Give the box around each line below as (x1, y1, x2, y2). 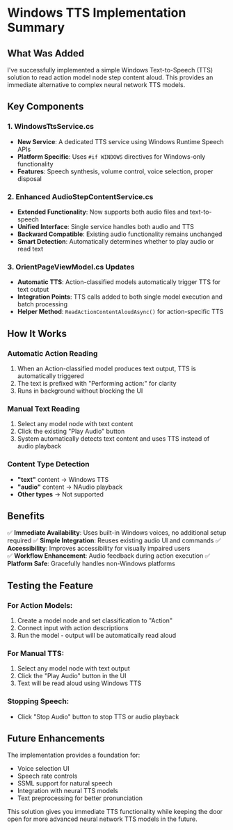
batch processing (17, 300, 68, 308)
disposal (17, 174, 42, 182)
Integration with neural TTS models (17, 787, 118, 795)
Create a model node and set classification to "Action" (17, 616, 172, 625)
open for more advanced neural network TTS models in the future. (7, 815, 198, 823)
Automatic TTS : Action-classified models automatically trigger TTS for (17, 278, 221, 286)
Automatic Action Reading (7, 348, 98, 358)
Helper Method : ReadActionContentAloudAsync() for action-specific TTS (17, 308, 224, 316)
